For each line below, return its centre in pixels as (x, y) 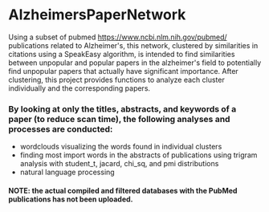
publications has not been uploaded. (71, 199)
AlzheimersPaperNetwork (97, 15)
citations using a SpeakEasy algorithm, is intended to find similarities (122, 54)
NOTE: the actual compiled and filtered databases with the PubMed (123, 190)
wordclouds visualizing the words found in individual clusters (121, 147)
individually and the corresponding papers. (79, 88)
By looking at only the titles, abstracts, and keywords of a (122, 108)
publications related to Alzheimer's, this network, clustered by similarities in (133, 45)
